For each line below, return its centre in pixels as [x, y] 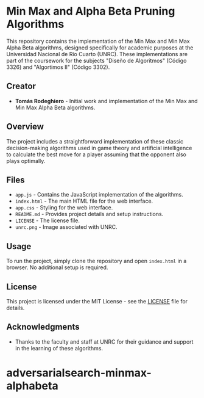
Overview [25, 127]
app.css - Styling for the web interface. [64, 208]
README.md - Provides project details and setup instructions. [89, 214]
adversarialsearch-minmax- [79, 373]
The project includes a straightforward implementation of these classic [95, 141]
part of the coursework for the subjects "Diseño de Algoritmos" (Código [97, 60]
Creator [21, 86]
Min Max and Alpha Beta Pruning [91, 11]
